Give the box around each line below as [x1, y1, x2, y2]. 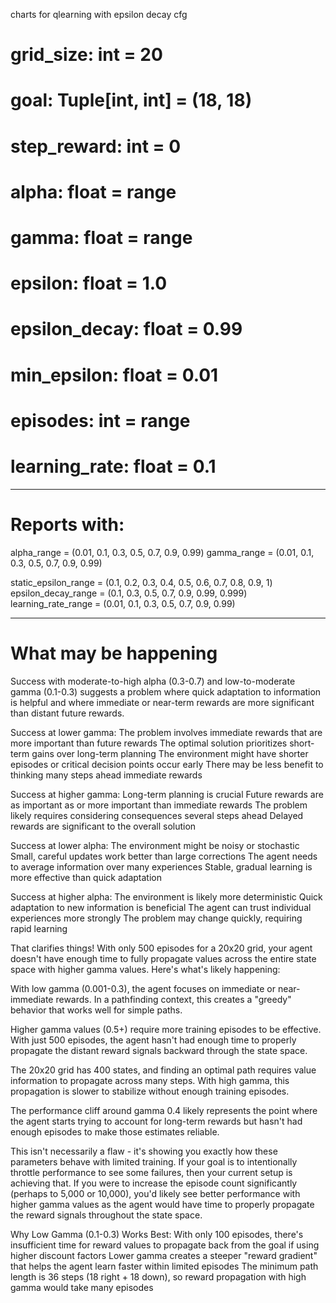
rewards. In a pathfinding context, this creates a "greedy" [55, 993, 292, 1005]
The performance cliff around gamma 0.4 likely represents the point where [10, 1104, 318, 1116]
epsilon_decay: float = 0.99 [10, 318, 243, 341]
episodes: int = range [10, 409, 191, 432]
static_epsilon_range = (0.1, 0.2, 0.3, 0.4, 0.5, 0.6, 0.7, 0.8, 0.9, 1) [10, 576, 273, 588]
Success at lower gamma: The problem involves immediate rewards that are [10, 726, 323, 738]
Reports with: [10, 513, 125, 536]
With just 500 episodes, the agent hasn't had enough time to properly [10, 1034, 297, 1046]
